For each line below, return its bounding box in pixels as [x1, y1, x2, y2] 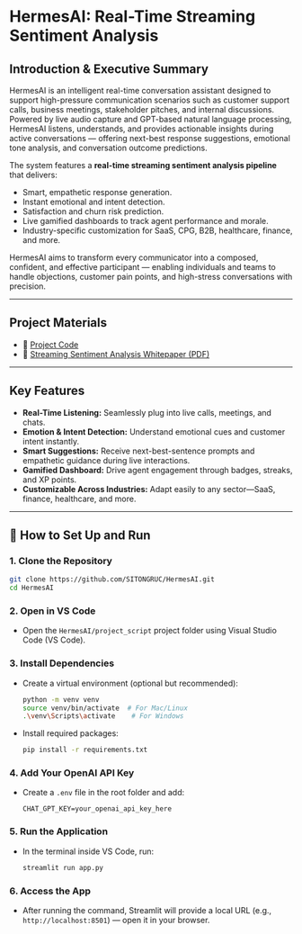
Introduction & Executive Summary [9, 61, 209, 76]
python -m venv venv [22, 695, 100, 704]
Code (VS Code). [22, 634, 86, 645]
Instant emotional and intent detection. [22, 196, 165, 207]
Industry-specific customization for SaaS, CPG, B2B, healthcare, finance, [22, 225, 293, 236]
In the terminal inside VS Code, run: [22, 846, 155, 857]
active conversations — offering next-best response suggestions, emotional [9, 133, 290, 143]
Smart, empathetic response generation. [22, 187, 173, 197]
